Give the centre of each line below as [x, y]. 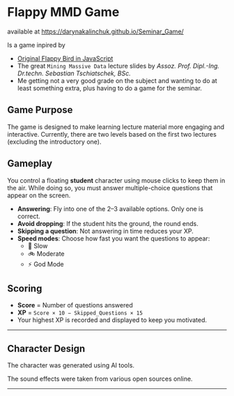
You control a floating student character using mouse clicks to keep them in [116, 180]
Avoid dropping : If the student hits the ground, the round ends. [108, 223]
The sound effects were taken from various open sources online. [100, 379]
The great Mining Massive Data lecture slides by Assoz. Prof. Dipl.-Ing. [118, 66]
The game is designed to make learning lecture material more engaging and [116, 127]
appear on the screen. [39, 195]
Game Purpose [40, 110]
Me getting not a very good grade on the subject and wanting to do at [117, 80]
